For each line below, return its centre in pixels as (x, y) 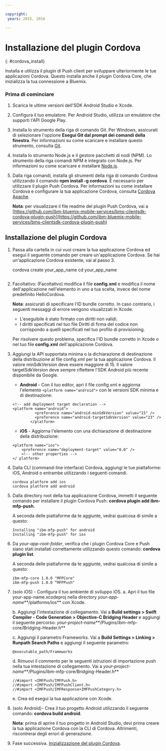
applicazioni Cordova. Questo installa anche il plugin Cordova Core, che (79, 76)
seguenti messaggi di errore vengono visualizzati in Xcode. (73, 309)
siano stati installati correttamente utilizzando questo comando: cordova (86, 549)
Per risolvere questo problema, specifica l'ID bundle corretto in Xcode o (85, 339)
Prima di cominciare (30, 94)
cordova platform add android (44, 486)
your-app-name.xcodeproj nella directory (55, 597)
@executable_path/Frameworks (42, 652)
